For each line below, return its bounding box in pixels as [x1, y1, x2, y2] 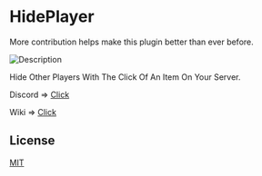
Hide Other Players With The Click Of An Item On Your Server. [9, 71, 241, 83]
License [9, 133, 55, 149]
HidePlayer [9, 6, 95, 27]
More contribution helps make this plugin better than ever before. [9, 36, 255, 47]
